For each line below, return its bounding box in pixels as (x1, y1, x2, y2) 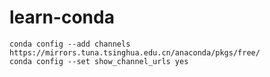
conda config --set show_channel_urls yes (9, 56, 189, 66)
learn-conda (9, 6, 115, 29)
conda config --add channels (9, 39, 131, 49)
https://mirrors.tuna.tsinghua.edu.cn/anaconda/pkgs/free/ (9, 47, 261, 58)
